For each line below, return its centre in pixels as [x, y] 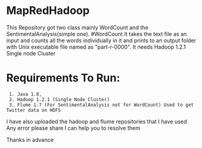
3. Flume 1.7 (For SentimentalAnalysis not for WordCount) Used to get [101, 105]
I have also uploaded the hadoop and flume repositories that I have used [97, 121]
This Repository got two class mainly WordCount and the [77, 27]
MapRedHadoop [48, 11]
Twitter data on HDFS [34, 110]
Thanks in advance [30, 139]
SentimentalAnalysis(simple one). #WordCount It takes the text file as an [96, 33]
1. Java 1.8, [25, 94]
